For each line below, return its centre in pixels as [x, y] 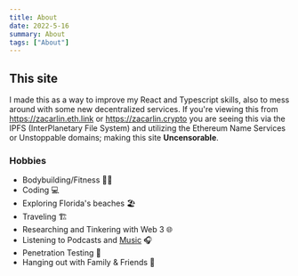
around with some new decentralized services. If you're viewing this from [144, 110]
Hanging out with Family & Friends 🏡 [89, 263]
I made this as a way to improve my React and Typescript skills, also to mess [149, 100]
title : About [33, 17]
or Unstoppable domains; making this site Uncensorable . [114, 138]
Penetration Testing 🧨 [61, 253]
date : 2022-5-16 [39, 26]
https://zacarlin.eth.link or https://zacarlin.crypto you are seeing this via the [148, 119]
